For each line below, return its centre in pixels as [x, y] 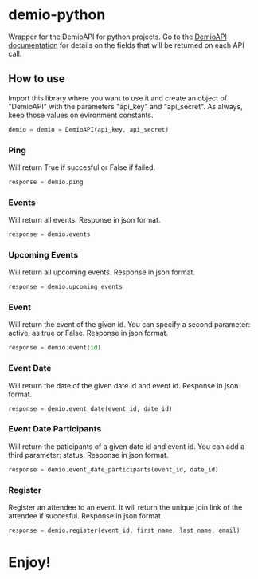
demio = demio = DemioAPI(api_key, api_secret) [89, 129]
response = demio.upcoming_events [66, 287]
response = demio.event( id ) [55, 348]
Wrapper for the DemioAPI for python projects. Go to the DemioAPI [117, 37]
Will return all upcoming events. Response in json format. [102, 272]
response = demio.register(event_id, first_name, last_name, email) [124, 530]
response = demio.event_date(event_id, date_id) [90, 408]
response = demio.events [49, 234]
